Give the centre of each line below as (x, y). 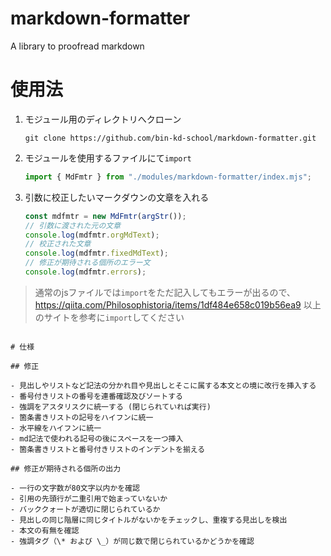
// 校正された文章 (58, 244)
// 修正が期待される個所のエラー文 (87, 263)
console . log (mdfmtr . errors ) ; (85, 272)
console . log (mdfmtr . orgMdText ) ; (92, 235)
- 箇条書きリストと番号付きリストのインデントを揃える (108, 449)
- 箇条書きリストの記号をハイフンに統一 (82, 417)
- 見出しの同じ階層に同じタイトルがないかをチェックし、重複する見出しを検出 (149, 520)
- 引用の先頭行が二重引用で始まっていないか (89, 498)
